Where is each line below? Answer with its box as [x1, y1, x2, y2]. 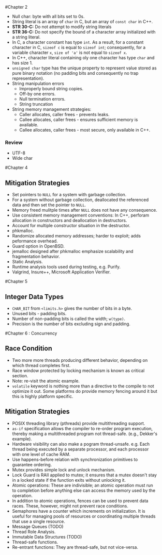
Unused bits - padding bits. [12, 310, 67, 316]
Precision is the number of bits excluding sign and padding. [12, 320, 131, 327]
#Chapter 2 [5, 4, 28, 10]
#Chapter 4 [5, 165, 28, 170]
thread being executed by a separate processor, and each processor [12, 446, 149, 452]
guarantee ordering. [12, 461, 52, 468]
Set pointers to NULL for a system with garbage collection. [12, 192, 127, 198]
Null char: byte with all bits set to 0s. [12, 14, 85, 19]
